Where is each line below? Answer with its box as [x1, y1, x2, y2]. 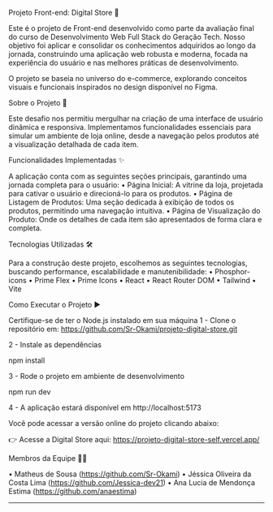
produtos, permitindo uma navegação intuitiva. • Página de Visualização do [8, 206, 261, 215]
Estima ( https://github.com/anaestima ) [8, 487, 137, 496]
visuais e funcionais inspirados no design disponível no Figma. [8, 82, 218, 92]
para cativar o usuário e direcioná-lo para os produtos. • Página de [8, 189, 233, 198]
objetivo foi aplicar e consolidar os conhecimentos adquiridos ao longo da [8, 41, 256, 50]
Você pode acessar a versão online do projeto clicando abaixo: [8, 419, 219, 428]
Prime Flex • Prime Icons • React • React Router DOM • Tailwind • [34, 276, 257, 285]
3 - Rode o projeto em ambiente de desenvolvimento [8, 372, 185, 381]
